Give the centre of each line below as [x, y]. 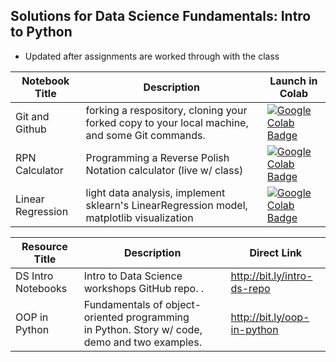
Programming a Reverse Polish [157, 157]
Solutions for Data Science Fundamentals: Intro [161, 16]
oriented [103, 317]
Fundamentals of [123, 304]
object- [183, 304]
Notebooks [41, 288]
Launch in [293, 81]
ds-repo [250, 288]
